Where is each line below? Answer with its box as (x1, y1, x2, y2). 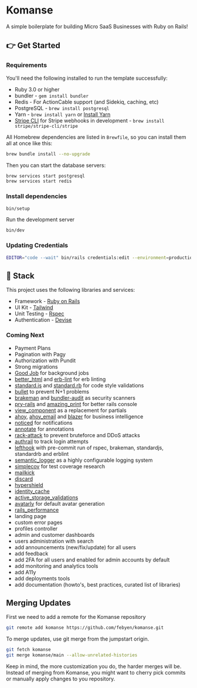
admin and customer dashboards (14, 531, 95, 538)
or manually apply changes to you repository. (6, 675, 116, 683)
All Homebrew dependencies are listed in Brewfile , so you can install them (6, 133, 186, 141)
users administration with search (14, 537, 94, 544)
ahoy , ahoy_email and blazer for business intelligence (14, 413, 144, 420)
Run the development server (6, 216, 75, 223)
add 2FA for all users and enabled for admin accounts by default (14, 556, 170, 563)
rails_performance (14, 506, 59, 513)
